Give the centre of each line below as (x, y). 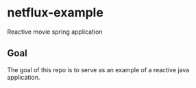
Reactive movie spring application (55, 32)
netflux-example (56, 13)
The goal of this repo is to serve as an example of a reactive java (98, 69)
